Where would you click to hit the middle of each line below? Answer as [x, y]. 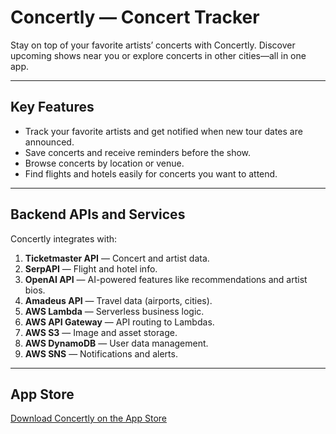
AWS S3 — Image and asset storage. [101, 332]
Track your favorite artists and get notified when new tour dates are [163, 131]
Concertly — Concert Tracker [135, 17]
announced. [49, 142]
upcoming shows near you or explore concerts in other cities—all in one [158, 55]
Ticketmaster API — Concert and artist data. [117, 258]
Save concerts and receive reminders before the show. [138, 152]
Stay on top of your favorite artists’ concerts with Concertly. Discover [153, 45]
